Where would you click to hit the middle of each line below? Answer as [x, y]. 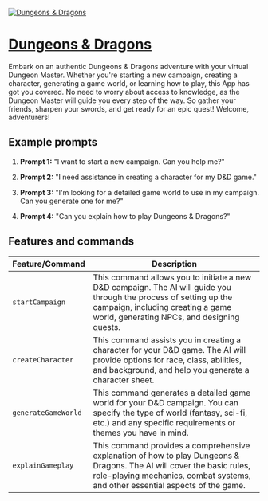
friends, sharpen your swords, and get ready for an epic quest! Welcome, [129, 108]
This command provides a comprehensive [171, 445]
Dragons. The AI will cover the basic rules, [172, 465]
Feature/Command [49, 264]
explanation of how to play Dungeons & [166, 456]
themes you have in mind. [141, 433]
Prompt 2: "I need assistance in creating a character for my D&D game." [138, 177]
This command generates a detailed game [172, 393]
